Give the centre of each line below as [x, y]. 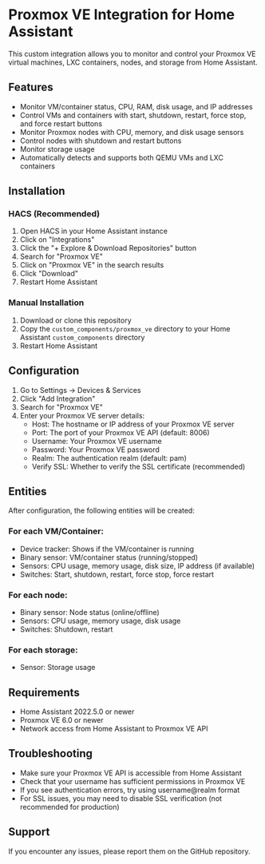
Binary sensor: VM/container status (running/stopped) [109, 557]
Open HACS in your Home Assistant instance [93, 231]
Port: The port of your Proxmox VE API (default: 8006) [121, 432]
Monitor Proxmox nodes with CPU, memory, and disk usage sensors [132, 132]
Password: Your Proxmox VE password [95, 450]
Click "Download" [49, 274]
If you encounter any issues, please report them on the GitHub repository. [129, 851]
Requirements [44, 692]
